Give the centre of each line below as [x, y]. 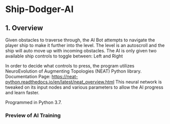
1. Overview [24, 28]
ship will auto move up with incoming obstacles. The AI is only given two [81, 51]
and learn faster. [22, 92]
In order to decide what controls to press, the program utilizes [70, 66]
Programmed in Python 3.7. [33, 102]
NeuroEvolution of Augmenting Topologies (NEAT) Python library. [74, 71]
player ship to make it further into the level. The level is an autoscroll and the [85, 45]
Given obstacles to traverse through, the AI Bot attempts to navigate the [80, 40]
